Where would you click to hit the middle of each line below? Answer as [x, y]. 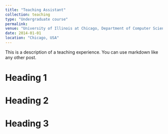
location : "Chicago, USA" [32, 38]
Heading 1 [26, 78]
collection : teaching [28, 15]
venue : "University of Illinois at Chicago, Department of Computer [78, 29]
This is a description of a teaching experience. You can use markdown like [82, 52]
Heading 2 [27, 101]
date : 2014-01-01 [23, 33]
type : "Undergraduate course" [37, 19]
